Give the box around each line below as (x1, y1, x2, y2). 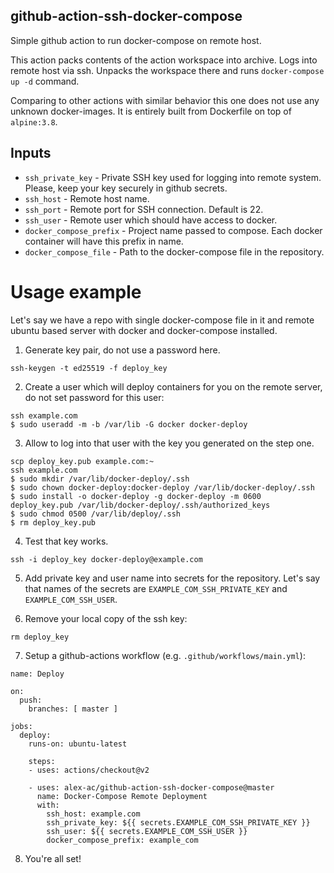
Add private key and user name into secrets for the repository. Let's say (24, 572, 321, 584)
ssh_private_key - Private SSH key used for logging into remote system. (24, 171, 322, 183)
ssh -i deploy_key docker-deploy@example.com (10, 554, 203, 564)
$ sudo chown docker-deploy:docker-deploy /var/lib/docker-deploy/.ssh (10, 482, 315, 493)
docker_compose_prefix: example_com (46, 835, 199, 845)
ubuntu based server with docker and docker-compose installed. (10, 324, 278, 336)
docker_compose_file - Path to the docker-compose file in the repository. (24, 245, 325, 258)
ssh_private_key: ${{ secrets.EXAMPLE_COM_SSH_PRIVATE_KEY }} (46, 817, 311, 828)
